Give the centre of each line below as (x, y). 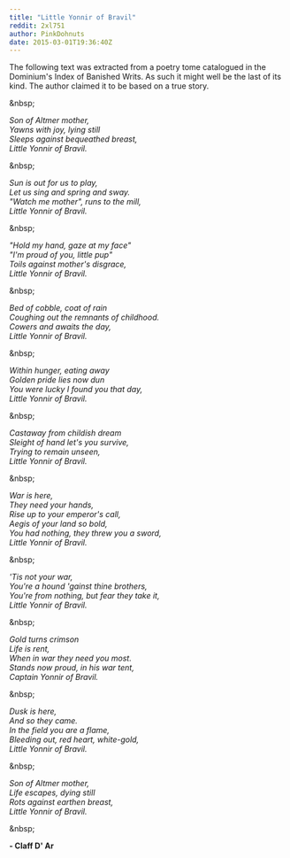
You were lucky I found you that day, (76, 390)
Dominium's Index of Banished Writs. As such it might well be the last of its (145, 77)
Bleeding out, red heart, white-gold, (74, 739)
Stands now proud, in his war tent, (72, 668)
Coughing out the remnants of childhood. (84, 317)
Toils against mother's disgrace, (68, 264)
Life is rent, (30, 649)
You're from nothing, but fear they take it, (84, 596)
